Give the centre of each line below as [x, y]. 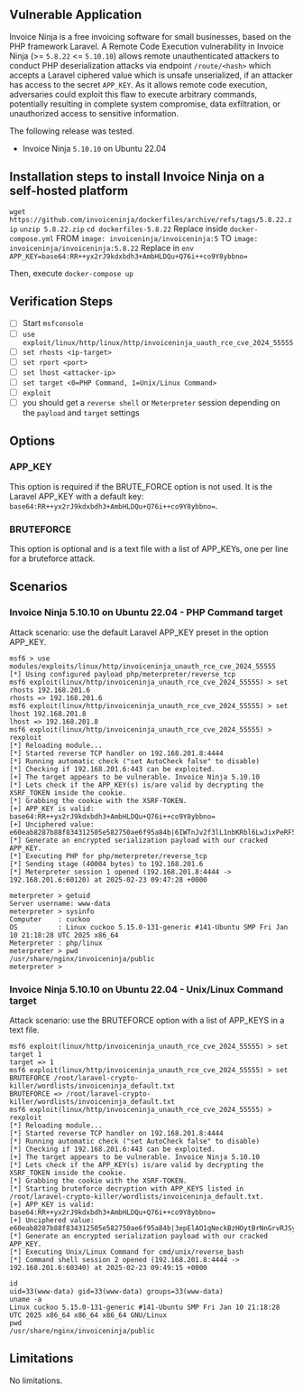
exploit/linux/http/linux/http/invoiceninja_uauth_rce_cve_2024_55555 [158, 342]
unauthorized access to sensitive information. [94, 113]
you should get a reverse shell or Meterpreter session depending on [151, 402]
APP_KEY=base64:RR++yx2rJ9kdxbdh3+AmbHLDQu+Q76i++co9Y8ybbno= [129, 257]
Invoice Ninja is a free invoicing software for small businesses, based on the [150, 36]
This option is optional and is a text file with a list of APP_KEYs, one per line [149, 548]
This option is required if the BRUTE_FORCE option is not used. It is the [141, 486]
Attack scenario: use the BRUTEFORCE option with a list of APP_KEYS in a [147, 1020]
